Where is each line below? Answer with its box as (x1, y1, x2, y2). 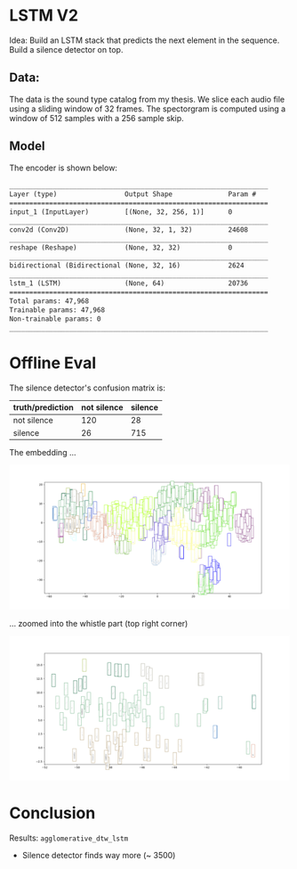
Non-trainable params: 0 (9, 314, 101, 324)
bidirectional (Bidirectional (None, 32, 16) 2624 (9, 260, 245, 270)
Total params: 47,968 (9, 296, 90, 306)
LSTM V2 (9, 5, 78, 26)
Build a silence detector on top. (9, 44, 124, 54)
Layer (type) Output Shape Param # (9, 189, 256, 199)
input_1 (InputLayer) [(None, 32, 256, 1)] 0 (9, 207, 233, 217)
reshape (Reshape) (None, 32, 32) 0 (9, 242, 233, 252)
